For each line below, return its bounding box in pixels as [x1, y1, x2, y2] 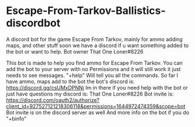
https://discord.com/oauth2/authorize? [6, 96, 100, 103]
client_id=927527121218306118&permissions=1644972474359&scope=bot [6, 103, 186, 110]
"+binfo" [6, 115, 27, 122]
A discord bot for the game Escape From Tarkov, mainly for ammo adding [6, 36, 183, 43]
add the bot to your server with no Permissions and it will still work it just [6, 65, 181, 72]
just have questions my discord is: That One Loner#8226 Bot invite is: [6, 90, 174, 97]
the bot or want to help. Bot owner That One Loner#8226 [6, 48, 143, 55]
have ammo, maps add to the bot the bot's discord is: [6, 77, 135, 85]
